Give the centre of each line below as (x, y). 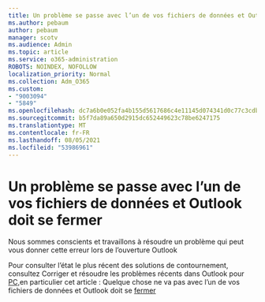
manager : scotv (33, 37)
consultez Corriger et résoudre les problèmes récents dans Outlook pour (126, 274)
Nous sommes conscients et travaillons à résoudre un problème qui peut (126, 242)
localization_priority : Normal (60, 74)
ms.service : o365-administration (63, 60)
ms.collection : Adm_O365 (49, 81)
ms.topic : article (38, 52)
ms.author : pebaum (38, 23)
